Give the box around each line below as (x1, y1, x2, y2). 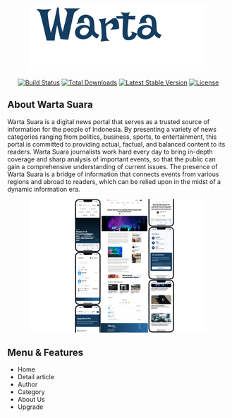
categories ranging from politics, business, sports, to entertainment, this (7, 133, 217, 141)
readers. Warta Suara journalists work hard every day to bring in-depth (7, 147, 213, 156)
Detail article (17, 373, 55, 381)
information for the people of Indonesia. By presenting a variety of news (7, 125, 217, 133)
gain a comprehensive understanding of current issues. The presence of (7, 162, 218, 171)
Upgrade (17, 402, 44, 411)
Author (17, 380, 38, 389)
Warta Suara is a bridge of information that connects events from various (7, 170, 219, 178)
